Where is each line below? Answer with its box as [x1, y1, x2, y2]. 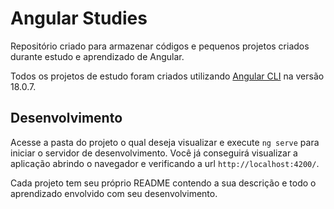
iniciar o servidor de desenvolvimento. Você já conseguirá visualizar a [10, 147, 298, 159]
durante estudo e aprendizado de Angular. [10, 50, 185, 62]
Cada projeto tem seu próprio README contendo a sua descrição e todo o [10, 177, 317, 189]
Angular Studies [10, 7, 148, 30]
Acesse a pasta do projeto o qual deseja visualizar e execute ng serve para [10, 136, 320, 148]
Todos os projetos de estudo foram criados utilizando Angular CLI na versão [10, 70, 325, 82]
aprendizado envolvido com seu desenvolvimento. [10, 187, 218, 199]
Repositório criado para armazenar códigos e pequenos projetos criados [10, 40, 310, 52]
